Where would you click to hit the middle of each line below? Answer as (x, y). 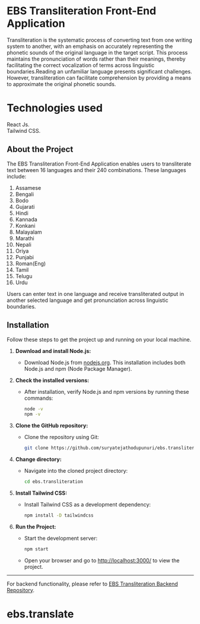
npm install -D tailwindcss (59, 515)
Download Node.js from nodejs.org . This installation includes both (105, 362)
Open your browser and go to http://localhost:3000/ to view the (102, 560)
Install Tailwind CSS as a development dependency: (87, 504)
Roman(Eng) (31, 263)
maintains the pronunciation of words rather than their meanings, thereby (96, 59)
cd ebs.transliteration (54, 482)
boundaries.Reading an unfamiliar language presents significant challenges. (99, 71)
